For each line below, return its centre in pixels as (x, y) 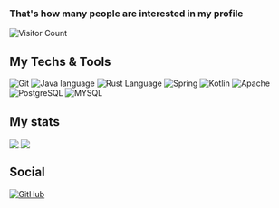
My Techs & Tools (60, 61)
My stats (35, 122)
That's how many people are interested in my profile (126, 14)
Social (27, 172)
